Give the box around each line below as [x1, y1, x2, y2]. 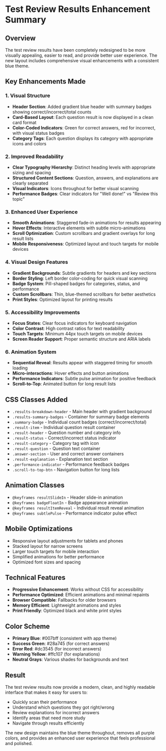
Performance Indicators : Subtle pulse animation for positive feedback [12, 376, 156, 382]
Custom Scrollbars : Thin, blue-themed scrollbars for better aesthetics [12, 291, 156, 297]
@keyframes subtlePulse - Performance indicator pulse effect [12, 510, 137, 516]
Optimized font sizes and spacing [12, 559, 81, 565]
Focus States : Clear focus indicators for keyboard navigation [12, 320, 137, 326]
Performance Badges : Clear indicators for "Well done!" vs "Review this [12, 191, 158, 197]
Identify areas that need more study [12, 715, 86, 721]
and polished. [5, 741, 33, 747]
